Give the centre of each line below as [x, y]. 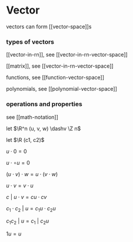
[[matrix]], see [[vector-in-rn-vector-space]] [60, 66]
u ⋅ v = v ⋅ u [20, 185]
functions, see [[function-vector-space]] [55, 78]
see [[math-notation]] [32, 117]
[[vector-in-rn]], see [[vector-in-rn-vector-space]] [67, 55]
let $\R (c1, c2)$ [25, 140]
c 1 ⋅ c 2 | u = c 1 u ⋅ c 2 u [31, 209]
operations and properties [44, 104]
